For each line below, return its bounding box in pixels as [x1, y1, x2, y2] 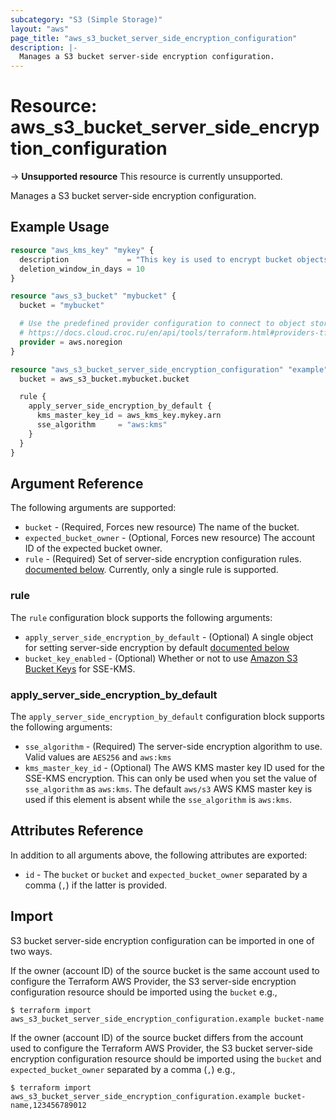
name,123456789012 [10, 1100, 87, 1110]
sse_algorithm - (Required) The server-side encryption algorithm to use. [24, 740, 323, 752]
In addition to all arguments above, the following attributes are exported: [10, 849, 308, 861]
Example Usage [10, 219, 110, 236]
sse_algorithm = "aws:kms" [36, 420, 168, 430]
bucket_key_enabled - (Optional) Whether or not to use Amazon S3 [24, 652, 298, 664]
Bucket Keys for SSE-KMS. [24, 662, 136, 675]
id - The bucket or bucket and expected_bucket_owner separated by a [24, 868, 308, 880]
